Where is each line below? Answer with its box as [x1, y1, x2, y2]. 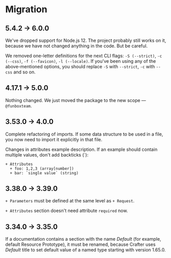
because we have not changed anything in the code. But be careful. [5, 43, 148, 49]
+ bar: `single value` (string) [10, 170, 79, 175]
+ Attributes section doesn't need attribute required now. [5, 208, 128, 214]
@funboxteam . [5, 102, 32, 109]
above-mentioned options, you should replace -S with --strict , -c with [5, 64, 155, 69]
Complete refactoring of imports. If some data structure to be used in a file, [5, 131, 163, 137]
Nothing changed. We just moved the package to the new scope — [5, 97, 146, 103]
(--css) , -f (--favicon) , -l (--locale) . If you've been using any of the [5, 58, 156, 64]
